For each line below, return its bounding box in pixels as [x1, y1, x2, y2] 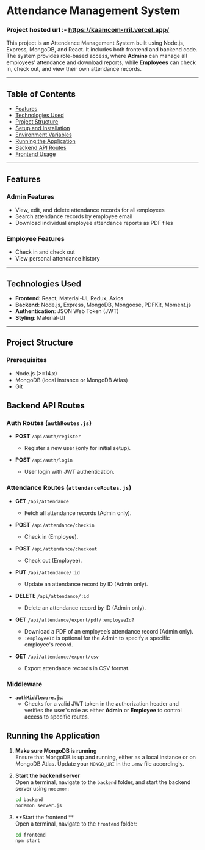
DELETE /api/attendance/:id [15, 592, 90, 599]
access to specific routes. [24, 713, 90, 720]
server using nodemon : [15, 785, 69, 792]
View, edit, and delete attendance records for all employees [15, 206, 165, 213]
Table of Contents [6, 89, 76, 99]
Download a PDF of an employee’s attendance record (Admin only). [24, 627, 194, 635]
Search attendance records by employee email [15, 212, 133, 220]
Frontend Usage [15, 150, 56, 158]
